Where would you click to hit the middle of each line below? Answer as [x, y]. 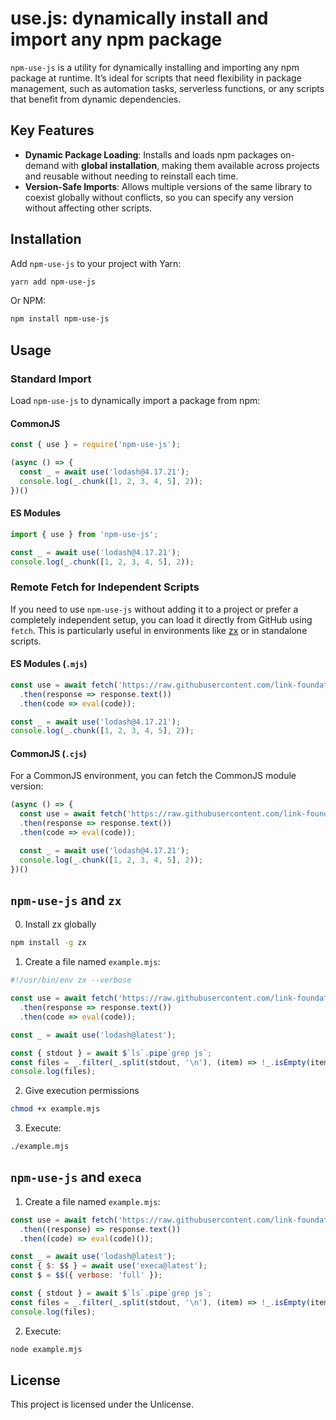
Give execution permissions [82, 1091]
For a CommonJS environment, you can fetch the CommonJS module [153, 776]
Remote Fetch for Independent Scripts [105, 587]
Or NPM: [28, 301]
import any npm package [116, 39]
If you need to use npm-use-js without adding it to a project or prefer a [154, 609]
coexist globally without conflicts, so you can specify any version [159, 197]
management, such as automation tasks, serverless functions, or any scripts [167, 88]
